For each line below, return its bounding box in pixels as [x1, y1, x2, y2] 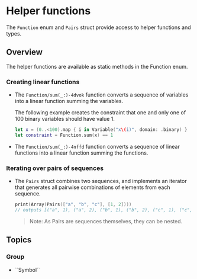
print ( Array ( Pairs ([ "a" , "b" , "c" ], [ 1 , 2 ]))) [14, 201, 132, 208]
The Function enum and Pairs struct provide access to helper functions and [6, 24, 191, 31]
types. [6, 30, 22, 37]
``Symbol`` [14, 266, 40, 273]
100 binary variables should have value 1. [14, 116, 115, 123]
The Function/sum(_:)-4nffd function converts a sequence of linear [14, 143, 180, 150]
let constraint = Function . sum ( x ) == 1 [14, 132, 114, 138]
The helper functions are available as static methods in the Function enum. [6, 63, 188, 70]
